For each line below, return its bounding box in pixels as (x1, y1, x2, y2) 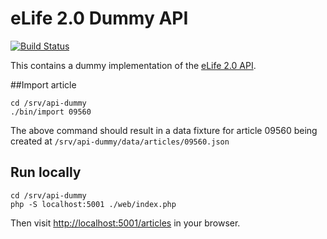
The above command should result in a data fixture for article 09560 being (10, 124, 318, 136)
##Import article (10, 78, 77, 91)
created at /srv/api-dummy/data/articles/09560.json (10, 135, 230, 147)
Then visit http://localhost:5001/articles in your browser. (10, 217, 241, 229)
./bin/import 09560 (10, 107, 92, 117)
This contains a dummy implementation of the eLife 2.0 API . (10, 59, 257, 71)
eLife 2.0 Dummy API (10, 7, 189, 30)
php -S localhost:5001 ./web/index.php (10, 199, 177, 209)
